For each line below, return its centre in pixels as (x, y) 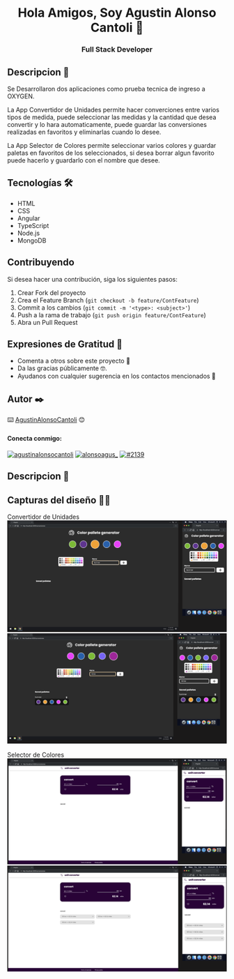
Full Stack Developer (117, 50)
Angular (29, 218)
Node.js (29, 233)
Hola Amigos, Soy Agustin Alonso (117, 13)
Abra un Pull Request (47, 322)
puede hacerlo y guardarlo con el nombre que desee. (84, 160)
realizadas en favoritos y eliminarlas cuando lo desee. (84, 132)
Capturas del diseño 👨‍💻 (59, 500)
